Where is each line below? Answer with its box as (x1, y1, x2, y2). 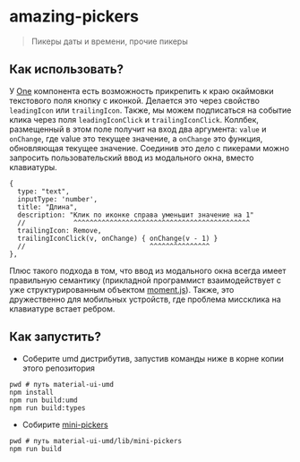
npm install (9, 388, 54, 397)
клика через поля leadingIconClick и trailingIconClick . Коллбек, (9, 114, 260, 124)
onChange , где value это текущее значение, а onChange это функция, (9, 133, 263, 144)
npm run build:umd (9, 396, 78, 405)
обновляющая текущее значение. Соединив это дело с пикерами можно (9, 142, 289, 153)
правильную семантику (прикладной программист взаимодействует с (9, 275, 282, 286)
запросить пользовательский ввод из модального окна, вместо (9, 152, 254, 163)
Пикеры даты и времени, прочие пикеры (30, 36, 188, 47)
